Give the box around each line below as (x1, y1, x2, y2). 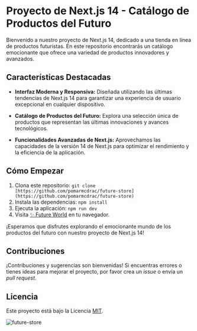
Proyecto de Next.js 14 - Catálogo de (6, 4, 189, 18)
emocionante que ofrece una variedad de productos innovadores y (6, 49, 170, 56)
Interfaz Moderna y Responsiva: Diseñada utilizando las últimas (14, 88, 173, 95)
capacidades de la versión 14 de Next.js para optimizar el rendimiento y (14, 142, 189, 149)
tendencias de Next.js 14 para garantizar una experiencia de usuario (14, 94, 182, 101)
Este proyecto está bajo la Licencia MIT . (6, 307, 104, 314)
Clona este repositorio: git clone (14, 182, 96, 189)
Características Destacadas (6, 72, 111, 82)
